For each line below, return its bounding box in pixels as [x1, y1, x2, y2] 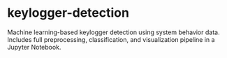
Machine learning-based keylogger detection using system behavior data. [7, 28, 220, 36]
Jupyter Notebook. [7, 43, 61, 51]
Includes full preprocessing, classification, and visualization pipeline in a [7, 35, 215, 43]
